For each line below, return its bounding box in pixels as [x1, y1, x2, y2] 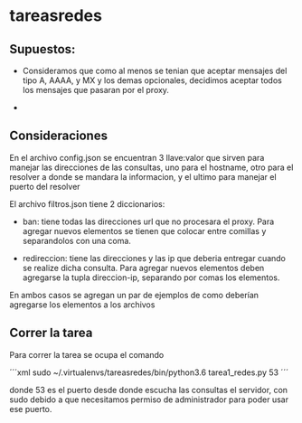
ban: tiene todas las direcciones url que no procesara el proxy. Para [22, 216, 275, 227]
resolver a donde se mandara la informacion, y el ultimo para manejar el [9, 171, 278, 182]
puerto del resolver [9, 181, 80, 192]
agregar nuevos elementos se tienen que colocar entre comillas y [22, 225, 267, 236]
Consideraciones [9, 128, 109, 144]
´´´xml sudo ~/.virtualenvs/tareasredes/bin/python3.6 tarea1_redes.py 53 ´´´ [9, 367, 289, 378]
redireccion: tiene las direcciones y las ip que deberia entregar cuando [22, 252, 287, 263]
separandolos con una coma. [22, 235, 131, 246]
